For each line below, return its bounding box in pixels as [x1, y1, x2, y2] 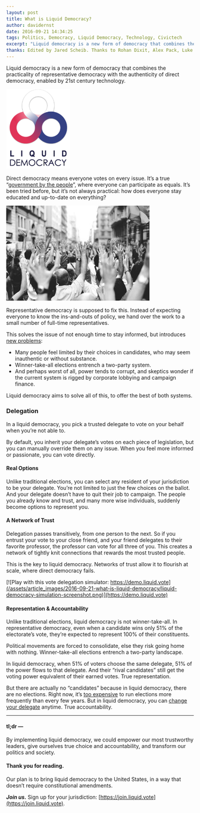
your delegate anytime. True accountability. [6, 703, 113, 710]
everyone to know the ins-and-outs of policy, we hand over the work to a [6, 313, 185, 320]
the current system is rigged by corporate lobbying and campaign [14, 374, 177, 381]
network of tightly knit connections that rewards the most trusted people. [6, 549, 186, 557]
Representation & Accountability [6, 605, 89, 612]
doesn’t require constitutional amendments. [6, 781, 113, 789]
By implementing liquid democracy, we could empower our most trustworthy [6, 736, 194, 743]
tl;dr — [6, 722, 24, 730]
